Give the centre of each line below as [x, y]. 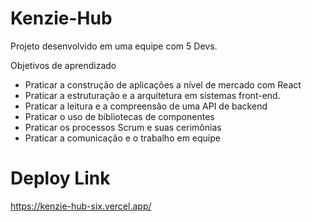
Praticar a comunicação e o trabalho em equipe [122, 138]
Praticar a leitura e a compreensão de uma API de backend [146, 106]
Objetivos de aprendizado [63, 65]
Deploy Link [60, 178]
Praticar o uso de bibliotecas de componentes [119, 116]
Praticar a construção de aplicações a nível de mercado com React [163, 84]
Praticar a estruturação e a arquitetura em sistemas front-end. [152, 95]
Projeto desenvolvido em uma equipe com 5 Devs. [114, 46]
